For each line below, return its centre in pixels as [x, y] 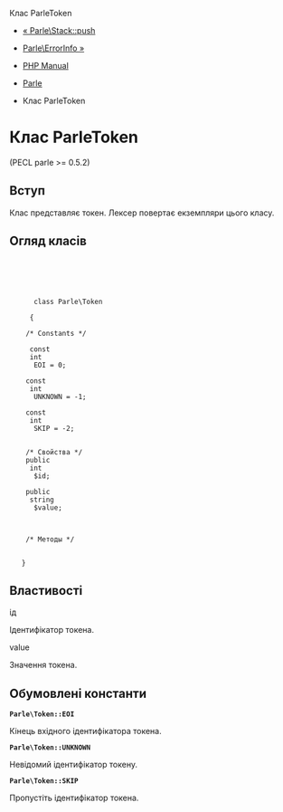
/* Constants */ [57, 333]
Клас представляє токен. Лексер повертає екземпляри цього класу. [142, 213]
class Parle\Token [68, 301]
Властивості [46, 591]
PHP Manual [46, 66]
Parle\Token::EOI [42, 714]
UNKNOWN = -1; [60, 396]
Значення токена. [43, 665]
